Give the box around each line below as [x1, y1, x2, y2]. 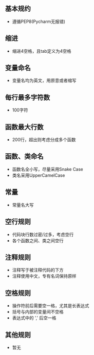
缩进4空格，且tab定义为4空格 [12, 48, 72, 54]
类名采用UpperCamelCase [12, 172, 65, 178]
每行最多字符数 [5, 93, 50, 102]
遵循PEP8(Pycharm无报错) [12, 19, 66, 24]
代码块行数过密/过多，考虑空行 [12, 231, 74, 237]
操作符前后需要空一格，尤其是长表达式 [12, 303, 89, 309]
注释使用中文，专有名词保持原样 [12, 273, 76, 279]
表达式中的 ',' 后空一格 [12, 315, 56, 321]
